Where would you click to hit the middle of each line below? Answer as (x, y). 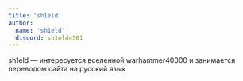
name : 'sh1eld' (40, 30)
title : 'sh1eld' (35, 15)
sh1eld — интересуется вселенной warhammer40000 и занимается (122, 60)
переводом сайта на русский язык (67, 69)
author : (21, 23)
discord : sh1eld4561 (49, 38)
